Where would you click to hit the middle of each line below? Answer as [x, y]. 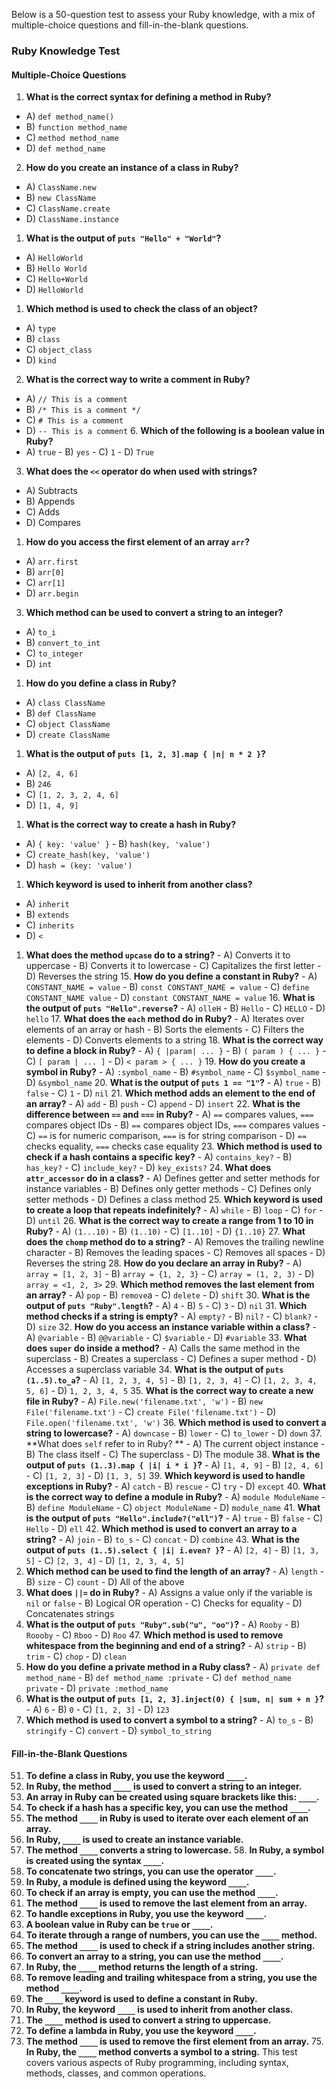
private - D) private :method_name [97, 1688]
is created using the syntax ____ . [95, 1861]
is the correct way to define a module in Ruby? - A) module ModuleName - [175, 1497]
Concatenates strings [70, 1614]
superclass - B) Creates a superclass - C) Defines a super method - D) [171, 1359]
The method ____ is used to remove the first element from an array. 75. [174, 2041]
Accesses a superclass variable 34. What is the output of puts [154, 1370]
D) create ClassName [68, 735]
